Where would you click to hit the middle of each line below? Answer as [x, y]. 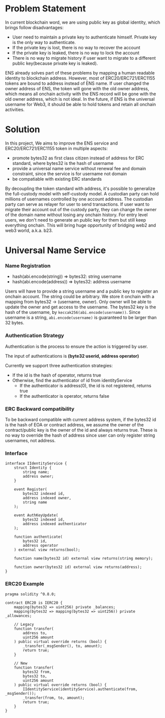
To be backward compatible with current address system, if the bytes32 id [81, 419]
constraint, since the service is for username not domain [69, 174]
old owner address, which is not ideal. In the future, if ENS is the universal [80, 99]
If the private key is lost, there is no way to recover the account [76, 47]
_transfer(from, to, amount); [54, 698]
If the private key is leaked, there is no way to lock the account [76, 53]
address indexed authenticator [55, 524]
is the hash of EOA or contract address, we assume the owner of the [74, 424]
